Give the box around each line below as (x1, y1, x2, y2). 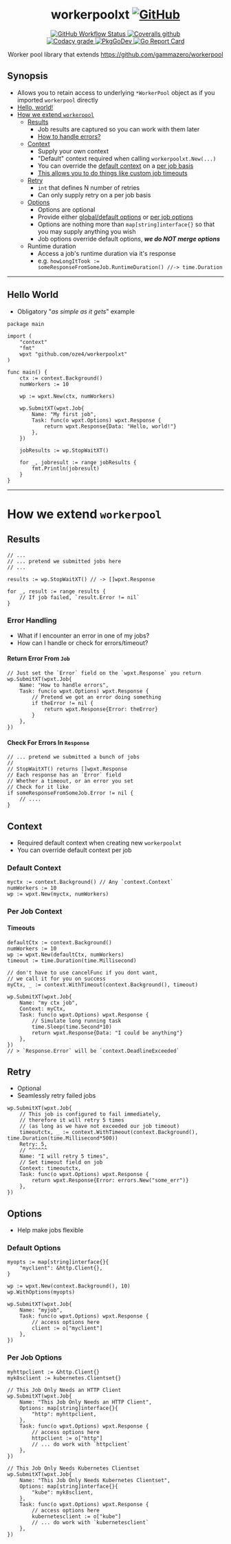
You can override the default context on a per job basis (37, 162, 194, 170)
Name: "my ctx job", (19, 999, 78, 1006)
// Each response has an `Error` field (7, 772, 122, 779)
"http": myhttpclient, (32, 1411, 97, 1417)
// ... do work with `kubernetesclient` (32, 1519, 149, 1526)
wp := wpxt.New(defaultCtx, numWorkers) (7, 951, 125, 958)
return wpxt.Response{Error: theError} (43, 706, 158, 713)
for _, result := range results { (7, 588, 107, 595)
